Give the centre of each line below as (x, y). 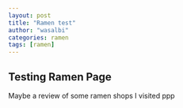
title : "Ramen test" (42, 23)
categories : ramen (38, 37)
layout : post (30, 15)
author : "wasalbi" (38, 30)
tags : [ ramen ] (32, 45)
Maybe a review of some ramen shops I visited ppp (92, 95)
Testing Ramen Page (60, 77)
